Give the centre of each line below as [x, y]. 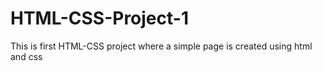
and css [26, 56]
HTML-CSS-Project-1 [99, 18]
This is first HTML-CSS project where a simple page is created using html [161, 46]
